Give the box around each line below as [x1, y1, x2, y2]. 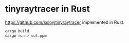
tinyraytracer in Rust [5, 3, 90, 14]
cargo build [5, 29, 29, 33]
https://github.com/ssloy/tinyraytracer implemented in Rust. [5, 19, 125, 25]
